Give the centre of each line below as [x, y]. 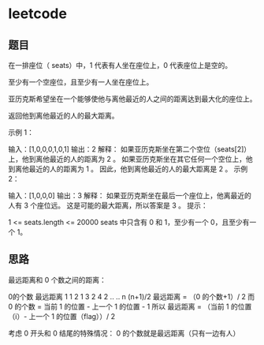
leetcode [37, 14]
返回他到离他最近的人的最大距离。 [63, 116]
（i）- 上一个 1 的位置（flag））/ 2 [62, 316]
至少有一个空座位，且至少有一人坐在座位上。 [81, 82]
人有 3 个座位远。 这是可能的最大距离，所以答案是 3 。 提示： [108, 205]
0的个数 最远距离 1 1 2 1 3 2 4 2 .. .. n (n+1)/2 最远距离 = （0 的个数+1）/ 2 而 [132, 296]
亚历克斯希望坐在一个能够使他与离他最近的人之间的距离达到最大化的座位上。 [132, 99]
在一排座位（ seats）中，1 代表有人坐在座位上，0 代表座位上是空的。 [120, 65]
